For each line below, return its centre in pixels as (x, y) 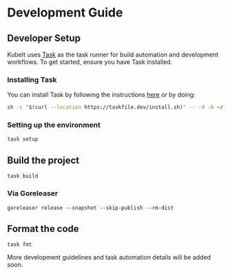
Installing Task (32, 79)
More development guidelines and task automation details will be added (109, 257)
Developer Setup (44, 38)
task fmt (20, 245)
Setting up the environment (54, 125)
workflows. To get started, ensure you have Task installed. (90, 62)
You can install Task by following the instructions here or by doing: (101, 95)
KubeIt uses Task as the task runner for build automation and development (113, 54)
